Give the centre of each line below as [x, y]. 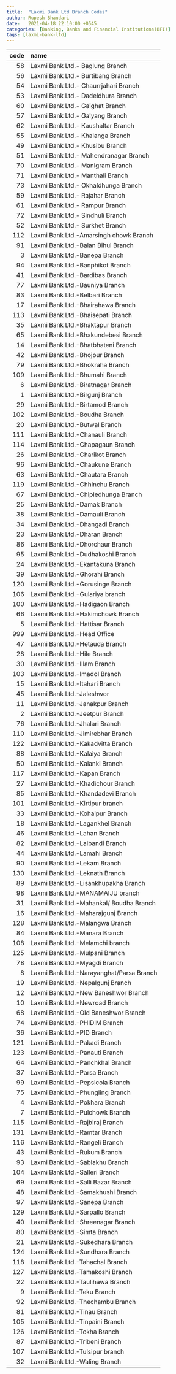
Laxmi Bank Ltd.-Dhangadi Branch [80, 524]
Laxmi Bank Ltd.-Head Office [72, 634]
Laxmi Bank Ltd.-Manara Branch [77, 933]
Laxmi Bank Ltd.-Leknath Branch [78, 873]
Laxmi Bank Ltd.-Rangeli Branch [77, 1143]
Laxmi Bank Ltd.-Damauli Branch [78, 515]
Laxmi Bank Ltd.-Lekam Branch [75, 864]
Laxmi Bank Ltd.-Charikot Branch [78, 455]
